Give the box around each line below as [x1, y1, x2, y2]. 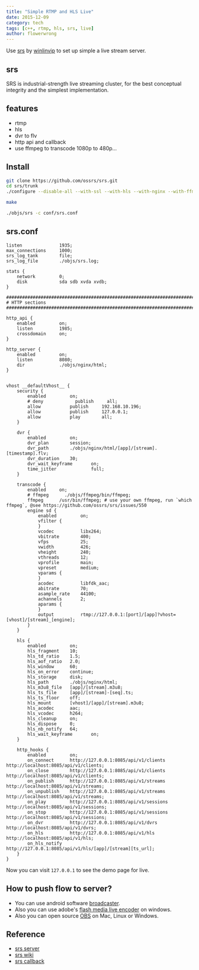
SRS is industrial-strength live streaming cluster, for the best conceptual [6, 80, 182, 87]
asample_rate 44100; [37, 591, 97, 597]
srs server [14, 945, 40, 952]
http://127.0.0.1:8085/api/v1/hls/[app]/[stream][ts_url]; [6, 845, 155, 852]
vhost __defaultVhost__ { [6, 383, 70, 389]
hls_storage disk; [27, 674, 84, 680]
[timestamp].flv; [6, 450, 49, 456]
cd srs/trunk [6, 183, 38, 189]
